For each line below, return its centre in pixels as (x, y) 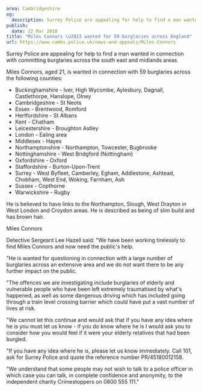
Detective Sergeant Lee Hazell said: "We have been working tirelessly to (96, 240)
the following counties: (35, 78)
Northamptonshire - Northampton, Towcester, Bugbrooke (86, 148)
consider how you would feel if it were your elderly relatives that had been (98, 333)
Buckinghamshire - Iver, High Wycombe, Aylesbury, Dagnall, (90, 90)
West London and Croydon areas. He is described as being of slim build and (100, 210)
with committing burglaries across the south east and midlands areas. (92, 60)
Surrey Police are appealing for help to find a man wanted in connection (95, 54)
